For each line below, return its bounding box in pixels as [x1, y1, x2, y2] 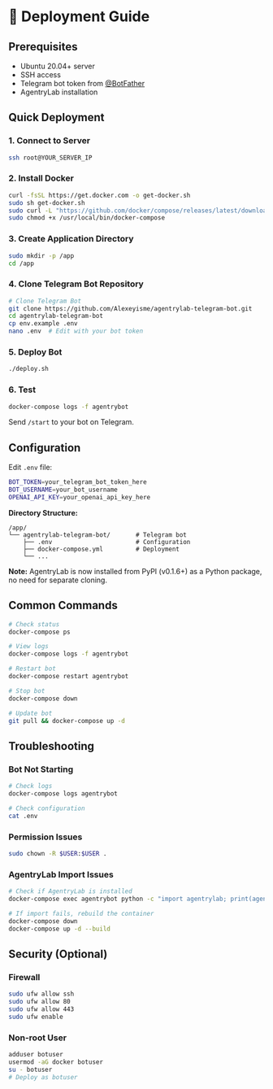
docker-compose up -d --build [8, 925, 111, 933]
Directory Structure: [8, 507, 79, 517]
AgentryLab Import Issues [8, 869, 114, 880]
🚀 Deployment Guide [8, 7, 150, 26]
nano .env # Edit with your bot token [8, 327, 144, 336]
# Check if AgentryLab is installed [8, 887, 132, 895]
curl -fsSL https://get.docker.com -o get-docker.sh [8, 191, 191, 199]
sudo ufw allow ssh [8, 990, 75, 999]
